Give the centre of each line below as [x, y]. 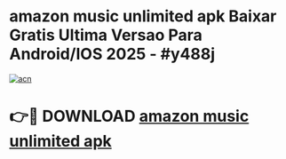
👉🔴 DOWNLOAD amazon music [129, 116]
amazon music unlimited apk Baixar [143, 16]
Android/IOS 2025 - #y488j [112, 54]
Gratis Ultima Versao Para [106, 35]
